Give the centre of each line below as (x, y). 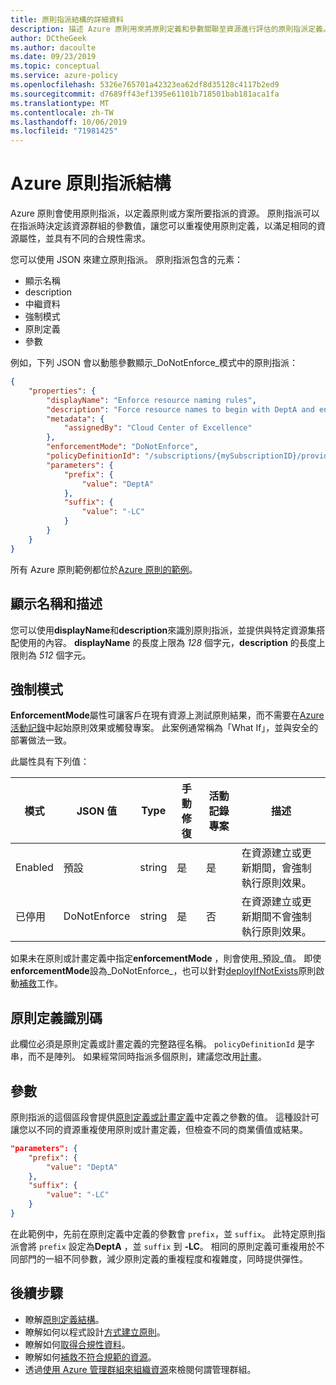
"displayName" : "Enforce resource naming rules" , (151, 400)
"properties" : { (62, 391)
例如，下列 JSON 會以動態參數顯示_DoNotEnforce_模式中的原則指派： (154, 363)
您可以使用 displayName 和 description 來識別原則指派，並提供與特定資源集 (163, 630)
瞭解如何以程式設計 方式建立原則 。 (95, 1332)
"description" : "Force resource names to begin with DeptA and (180, 409)
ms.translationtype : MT (60, 103)
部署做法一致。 (41, 740)
